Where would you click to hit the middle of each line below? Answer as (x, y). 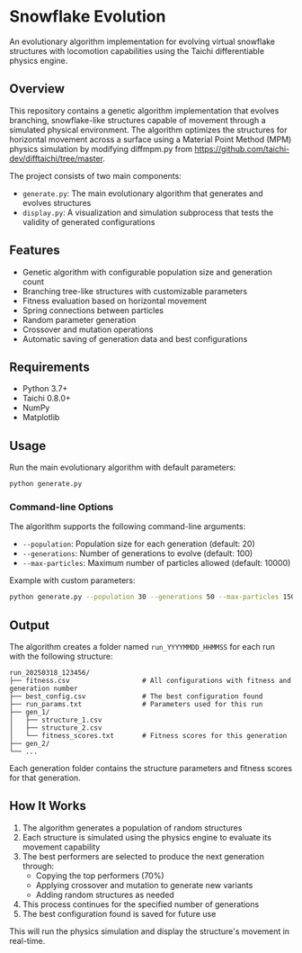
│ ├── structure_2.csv (56, 728)
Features (35, 251)
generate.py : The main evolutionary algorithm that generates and (142, 193)
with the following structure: (61, 656)
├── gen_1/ (30, 713)
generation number (44, 689)
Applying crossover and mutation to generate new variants (144, 885)
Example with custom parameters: (73, 580)
